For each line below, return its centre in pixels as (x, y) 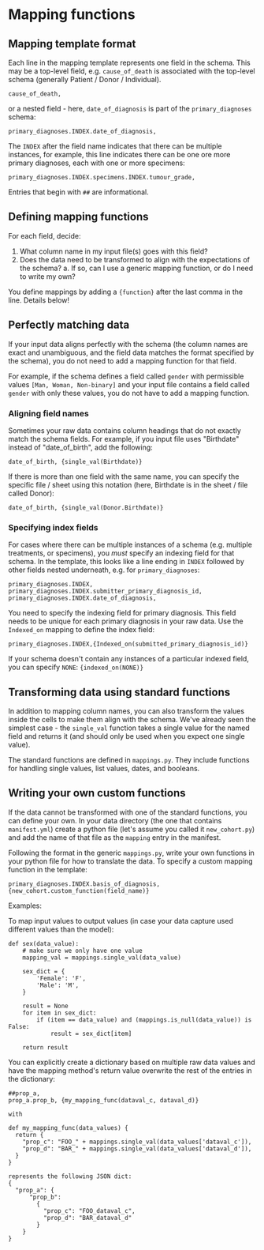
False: (19, 1026)
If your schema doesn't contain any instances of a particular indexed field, (129, 659)
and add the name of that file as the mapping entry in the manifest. (115, 837)
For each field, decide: (45, 235)
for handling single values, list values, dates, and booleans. (104, 769)
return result (45, 1047)
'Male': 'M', (58, 985)
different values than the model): (61, 929)
